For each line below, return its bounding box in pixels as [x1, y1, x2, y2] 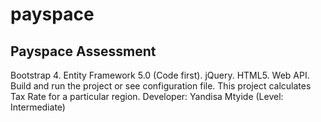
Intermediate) [10, 101, 66, 113]
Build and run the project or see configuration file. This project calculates [10, 80, 312, 92]
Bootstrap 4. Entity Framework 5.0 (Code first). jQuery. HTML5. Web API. [10, 69, 310, 81]
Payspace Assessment [10, 43, 157, 60]
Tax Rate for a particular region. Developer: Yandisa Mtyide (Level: [10, 91, 284, 102]
